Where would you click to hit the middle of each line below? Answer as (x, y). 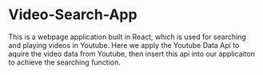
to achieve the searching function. (65, 62)
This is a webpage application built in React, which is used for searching (127, 37)
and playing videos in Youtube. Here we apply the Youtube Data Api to (124, 45)
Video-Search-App (73, 15)
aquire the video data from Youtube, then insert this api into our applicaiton (132, 53)
